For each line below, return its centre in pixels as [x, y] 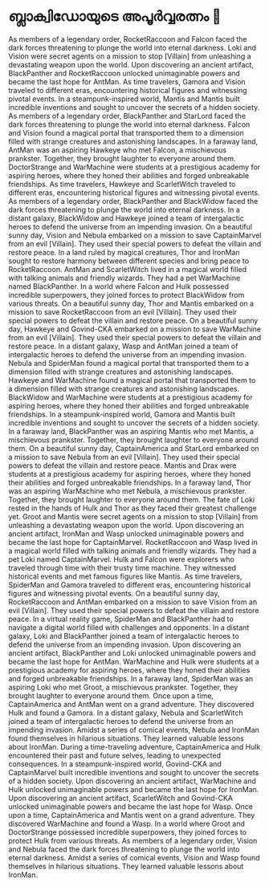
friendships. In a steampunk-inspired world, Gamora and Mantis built [122, 414]
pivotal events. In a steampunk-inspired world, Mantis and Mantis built [124, 99]
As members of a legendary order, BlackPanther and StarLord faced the [127, 116]
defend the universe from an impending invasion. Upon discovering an [125, 644]
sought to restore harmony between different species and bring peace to [129, 261]
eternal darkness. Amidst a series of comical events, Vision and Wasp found [134, 857]
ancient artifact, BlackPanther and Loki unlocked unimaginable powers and [132, 652]
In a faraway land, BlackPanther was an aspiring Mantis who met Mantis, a [131, 431]
